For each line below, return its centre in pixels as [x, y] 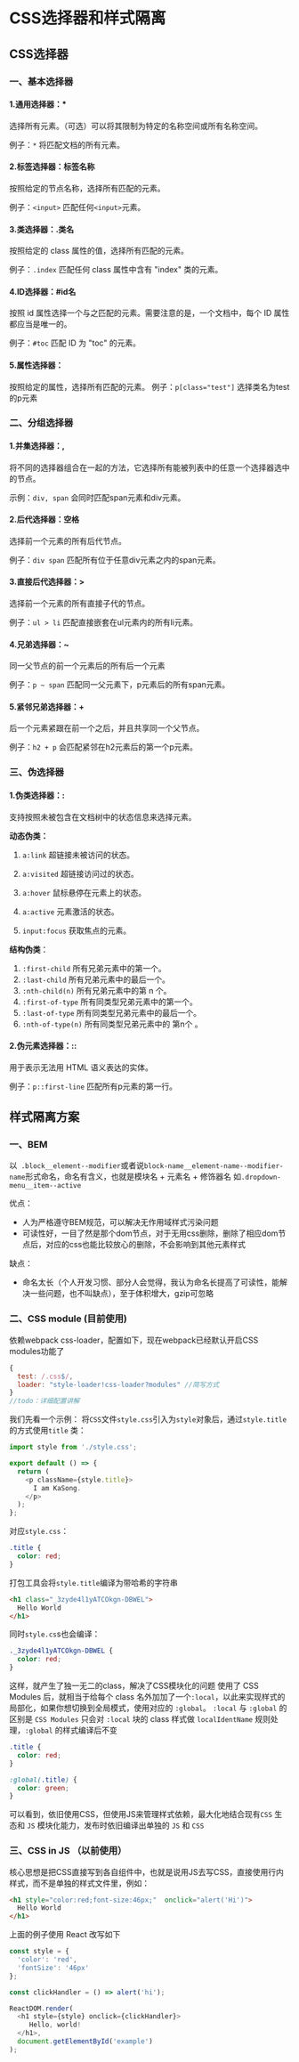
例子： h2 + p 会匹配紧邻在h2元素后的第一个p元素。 [104, 747]
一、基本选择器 [41, 81]
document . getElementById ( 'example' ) [85, 2042]
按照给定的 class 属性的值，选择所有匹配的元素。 [99, 251]
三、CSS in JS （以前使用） [68, 1851]
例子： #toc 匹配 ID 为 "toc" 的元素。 [75, 343]
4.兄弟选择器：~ [39, 644]
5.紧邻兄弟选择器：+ [47, 706]
